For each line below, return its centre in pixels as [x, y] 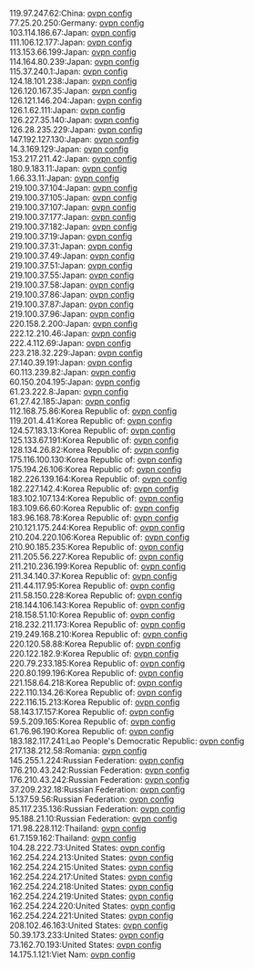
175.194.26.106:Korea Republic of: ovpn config [96, 469]
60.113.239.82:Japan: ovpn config [73, 372]
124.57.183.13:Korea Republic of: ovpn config [92, 430]
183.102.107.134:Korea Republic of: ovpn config [97, 498]
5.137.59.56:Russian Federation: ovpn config [92, 799]
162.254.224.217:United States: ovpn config [91, 877]
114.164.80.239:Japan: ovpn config [74, 62]
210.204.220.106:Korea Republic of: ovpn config [99, 537]
